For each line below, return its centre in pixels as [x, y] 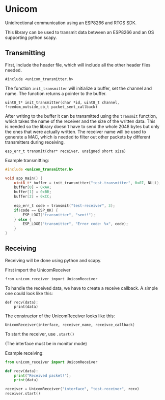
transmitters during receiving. [35, 142]
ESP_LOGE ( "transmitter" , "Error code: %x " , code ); [76, 224]
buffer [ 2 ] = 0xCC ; [33, 197]
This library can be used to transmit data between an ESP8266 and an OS [80, 32]
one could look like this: [29, 293]
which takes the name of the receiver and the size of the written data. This [80, 121]
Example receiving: [25, 353]
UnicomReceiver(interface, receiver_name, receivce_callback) [70, 325]
